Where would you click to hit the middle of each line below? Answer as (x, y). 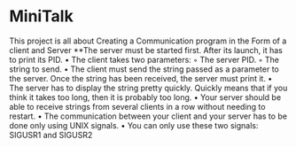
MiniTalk (41, 16)
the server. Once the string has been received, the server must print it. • (141, 78)
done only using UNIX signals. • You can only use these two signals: (134, 125)
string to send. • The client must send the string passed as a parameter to (144, 69)
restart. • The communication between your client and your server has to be (148, 116)
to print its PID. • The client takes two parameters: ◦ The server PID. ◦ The (144, 59)
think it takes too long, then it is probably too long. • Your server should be (145, 97)
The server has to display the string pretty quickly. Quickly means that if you (148, 88)
